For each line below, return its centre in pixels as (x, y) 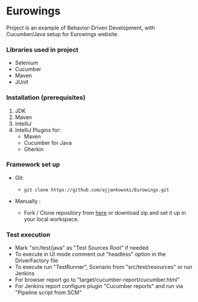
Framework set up (33, 165)
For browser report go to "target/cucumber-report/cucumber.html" (97, 280)
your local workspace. (51, 219)
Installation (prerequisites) (46, 97)
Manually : (28, 201)
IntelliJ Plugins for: (38, 130)
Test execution (28, 235)
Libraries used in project (43, 49)
